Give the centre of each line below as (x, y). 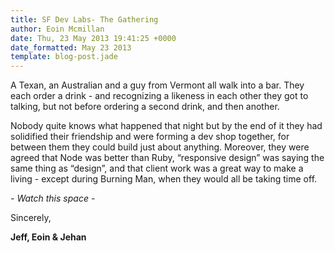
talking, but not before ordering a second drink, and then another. (145, 107)
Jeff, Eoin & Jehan (48, 237)
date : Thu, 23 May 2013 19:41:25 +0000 (93, 38)
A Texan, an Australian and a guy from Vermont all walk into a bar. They (157, 85)
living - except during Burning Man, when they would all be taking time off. (164, 179)
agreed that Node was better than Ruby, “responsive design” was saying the (167, 158)
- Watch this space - (53, 198)
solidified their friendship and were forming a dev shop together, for (150, 137)
